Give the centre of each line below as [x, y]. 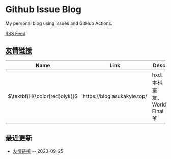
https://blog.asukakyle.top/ [115, 96]
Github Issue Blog [44, 9]
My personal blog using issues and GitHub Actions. [59, 23]
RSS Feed [16, 33]
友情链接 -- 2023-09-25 [38, 151]
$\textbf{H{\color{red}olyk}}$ [43, 96]
